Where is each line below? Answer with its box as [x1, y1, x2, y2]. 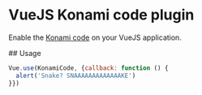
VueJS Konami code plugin [8, 6, 195, 24]
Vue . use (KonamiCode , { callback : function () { [8, 63, 169, 72]
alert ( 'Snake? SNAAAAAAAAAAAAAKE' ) [15, 71, 136, 80]
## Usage [8, 48, 42, 58]
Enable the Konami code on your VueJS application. [8, 32, 183, 42]
